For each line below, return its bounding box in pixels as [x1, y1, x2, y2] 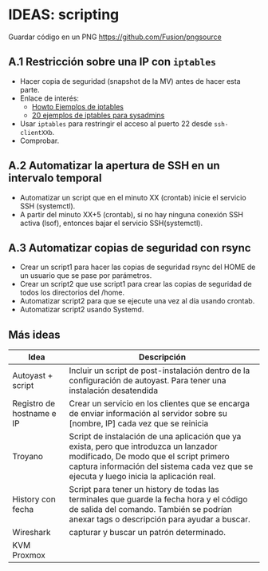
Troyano [12, 451, 44, 462]
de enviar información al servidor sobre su [69, 408, 227, 419]
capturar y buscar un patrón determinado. [69, 527, 226, 538]
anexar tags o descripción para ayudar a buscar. [69, 514, 250, 525]
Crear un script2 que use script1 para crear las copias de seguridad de [19, 280, 253, 289]
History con [12, 494, 56, 505]
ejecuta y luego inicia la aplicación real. [69, 471, 216, 482]
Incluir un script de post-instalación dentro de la [69, 365, 250, 376]
